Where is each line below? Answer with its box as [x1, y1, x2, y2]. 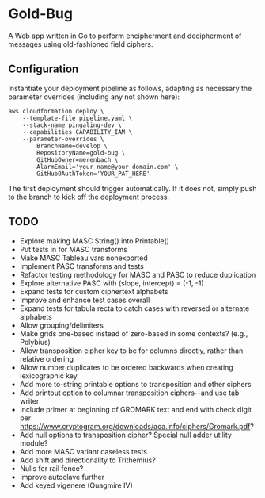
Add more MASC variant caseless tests [19, 446, 148, 456]
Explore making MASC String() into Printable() [19, 236, 170, 246]
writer [19, 396, 40, 405]
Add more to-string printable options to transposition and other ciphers [19, 379, 252, 389]
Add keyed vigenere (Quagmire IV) [19, 481, 133, 490]
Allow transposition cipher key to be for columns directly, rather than [19, 346, 244, 355]
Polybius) [19, 337, 51, 347]
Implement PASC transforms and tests [19, 261, 144, 270]
